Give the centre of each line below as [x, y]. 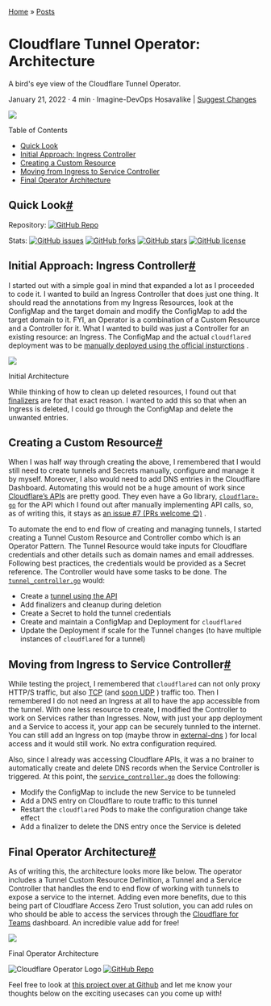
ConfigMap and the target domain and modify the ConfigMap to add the [128, 311]
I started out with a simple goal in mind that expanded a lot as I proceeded [131, 285]
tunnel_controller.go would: [56, 581]
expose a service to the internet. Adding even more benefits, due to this [128, 897]
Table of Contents [38, 130]
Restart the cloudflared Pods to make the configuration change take [133, 809]
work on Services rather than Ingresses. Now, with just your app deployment [135, 718]
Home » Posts [31, 12]
